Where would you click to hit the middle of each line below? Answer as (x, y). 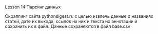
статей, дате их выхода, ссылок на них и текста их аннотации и (71, 21)
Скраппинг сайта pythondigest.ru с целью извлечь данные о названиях (79, 16)
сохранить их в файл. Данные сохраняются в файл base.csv (68, 26)
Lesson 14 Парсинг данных (33, 7)
